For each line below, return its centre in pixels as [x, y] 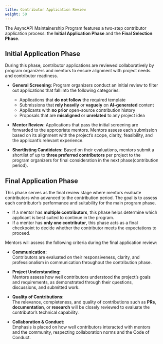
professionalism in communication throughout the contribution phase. [82, 263]
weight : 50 [16, 14]
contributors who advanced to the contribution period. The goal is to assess [81, 198]
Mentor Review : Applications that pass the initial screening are [75, 125]
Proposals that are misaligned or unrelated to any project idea [82, 116]
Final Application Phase [42, 181]
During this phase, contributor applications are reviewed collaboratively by [80, 65]
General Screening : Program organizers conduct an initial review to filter [85, 85]
